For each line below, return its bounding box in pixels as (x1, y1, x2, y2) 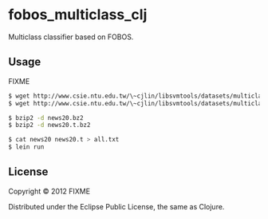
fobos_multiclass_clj (8, 6, 148, 24)
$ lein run (8, 143, 45, 151)
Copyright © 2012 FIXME (8, 186, 90, 196)
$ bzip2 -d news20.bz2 (8, 113, 84, 121)
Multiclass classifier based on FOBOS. (8, 32, 134, 42)
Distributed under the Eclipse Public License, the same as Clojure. (8, 201, 225, 211)
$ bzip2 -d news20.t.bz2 (8, 121, 91, 129)
